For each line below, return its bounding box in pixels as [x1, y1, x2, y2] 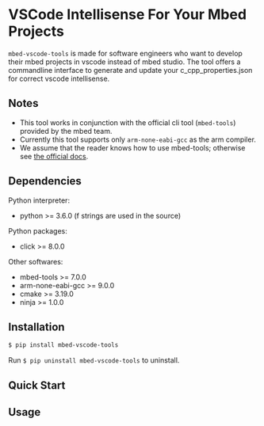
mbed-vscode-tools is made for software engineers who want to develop [8, 48, 243, 58]
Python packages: [8, 226, 67, 235]
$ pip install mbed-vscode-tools [8, 341, 119, 349]
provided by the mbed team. [19, 126, 113, 135]
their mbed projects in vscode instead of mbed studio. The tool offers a [8, 57, 241, 67]
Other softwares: [8, 257, 63, 266]
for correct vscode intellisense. [8, 74, 110, 83]
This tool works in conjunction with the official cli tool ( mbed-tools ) [19, 117, 236, 127]
